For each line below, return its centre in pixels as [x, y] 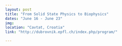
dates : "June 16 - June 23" [34, 18]
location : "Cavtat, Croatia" [35, 28]
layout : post [18, 9]
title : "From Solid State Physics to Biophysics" [57, 14]
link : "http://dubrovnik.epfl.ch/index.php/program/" [61, 32]
